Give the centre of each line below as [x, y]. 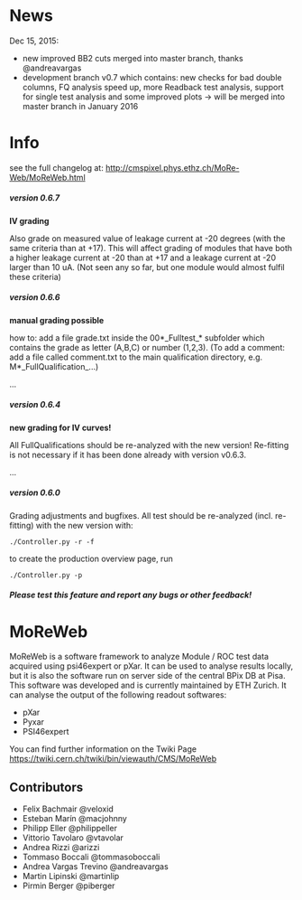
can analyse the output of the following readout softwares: [118, 695]
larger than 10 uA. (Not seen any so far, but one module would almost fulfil [147, 267]
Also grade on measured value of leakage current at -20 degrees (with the [147, 238]
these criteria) [35, 277]
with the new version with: [84, 525]
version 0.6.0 [35, 492]
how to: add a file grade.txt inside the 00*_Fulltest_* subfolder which [137, 337]
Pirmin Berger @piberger [69, 886]
